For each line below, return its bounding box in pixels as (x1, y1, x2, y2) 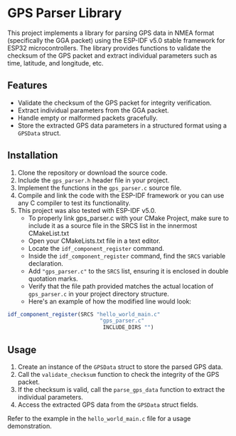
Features (7, 80, 48, 92)
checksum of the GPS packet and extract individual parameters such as (7, 51, 218, 60)
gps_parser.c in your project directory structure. (28, 289, 169, 298)
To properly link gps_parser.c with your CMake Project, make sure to (28, 214, 230, 222)
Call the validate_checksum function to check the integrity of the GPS (17, 370, 220, 378)
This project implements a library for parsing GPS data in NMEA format (7, 28, 215, 37)
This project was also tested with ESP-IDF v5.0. (17, 206, 156, 214)
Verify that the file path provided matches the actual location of (28, 281, 214, 290)
